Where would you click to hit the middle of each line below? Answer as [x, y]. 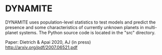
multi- [151, 27]
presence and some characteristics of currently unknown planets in [75, 27]
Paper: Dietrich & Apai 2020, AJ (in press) [48, 42]
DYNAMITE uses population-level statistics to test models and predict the [81, 22]
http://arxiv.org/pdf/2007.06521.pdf [42, 47]
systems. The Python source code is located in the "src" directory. [87, 32]
